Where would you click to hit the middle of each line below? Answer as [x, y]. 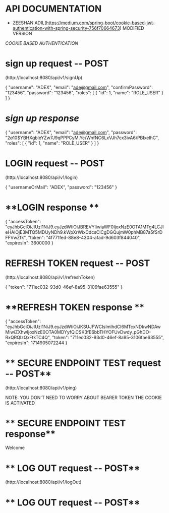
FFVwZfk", [16, 237]
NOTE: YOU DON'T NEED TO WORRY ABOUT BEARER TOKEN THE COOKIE [84, 397]
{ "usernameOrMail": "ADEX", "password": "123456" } [61, 187]
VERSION [22, 33]
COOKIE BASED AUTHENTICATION [42, 43]
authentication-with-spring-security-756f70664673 [66, 28]
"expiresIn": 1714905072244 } [36, 343]
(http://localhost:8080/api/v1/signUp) [44, 77]
